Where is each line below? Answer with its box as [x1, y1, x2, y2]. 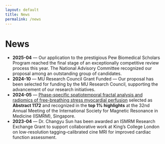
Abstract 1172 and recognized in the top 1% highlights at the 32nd [12, 102, 150, 108]
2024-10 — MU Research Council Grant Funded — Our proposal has [12, 76, 154, 82]
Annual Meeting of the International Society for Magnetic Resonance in [12, 108, 159, 114]
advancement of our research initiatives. [12, 86, 96, 92]
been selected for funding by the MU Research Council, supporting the [12, 81, 159, 87]
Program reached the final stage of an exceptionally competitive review [12, 60, 160, 66]
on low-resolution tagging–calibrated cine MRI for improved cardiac [12, 129, 151, 135]
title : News [5, 12, 30, 17]
